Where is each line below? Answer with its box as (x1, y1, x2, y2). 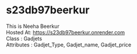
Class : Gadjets (6, 35, 43, 42)
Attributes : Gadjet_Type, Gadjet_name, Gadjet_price (6, 41, 132, 48)
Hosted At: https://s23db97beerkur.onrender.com (6, 28, 125, 35)
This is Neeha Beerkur (6, 23, 59, 30)
